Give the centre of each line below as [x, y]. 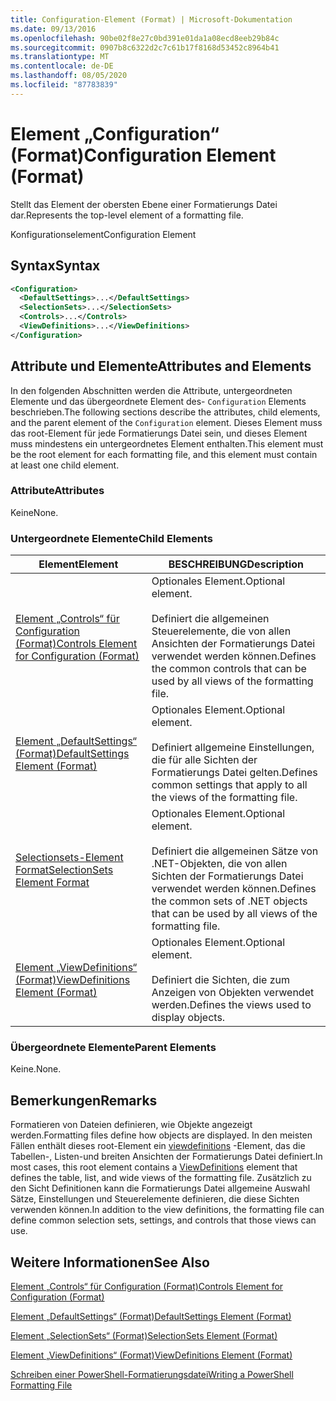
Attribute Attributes [57, 491]
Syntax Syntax [55, 266]
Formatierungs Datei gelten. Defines [234, 773]
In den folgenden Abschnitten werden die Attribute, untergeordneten [151, 390]
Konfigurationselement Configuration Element [103, 234]
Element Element [78, 564]
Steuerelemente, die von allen [221, 631]
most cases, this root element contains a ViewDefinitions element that [154, 1167]
